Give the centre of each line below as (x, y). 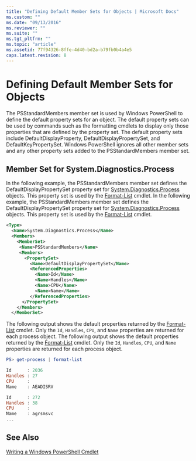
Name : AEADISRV (30, 387)
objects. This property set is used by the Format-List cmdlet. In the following (98, 196)
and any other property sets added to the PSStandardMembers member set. (98, 151)
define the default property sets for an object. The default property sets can (98, 119)
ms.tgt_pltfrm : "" (28, 39)
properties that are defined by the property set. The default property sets (94, 132)
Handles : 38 (22, 403)
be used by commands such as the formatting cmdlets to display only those (97, 126)
